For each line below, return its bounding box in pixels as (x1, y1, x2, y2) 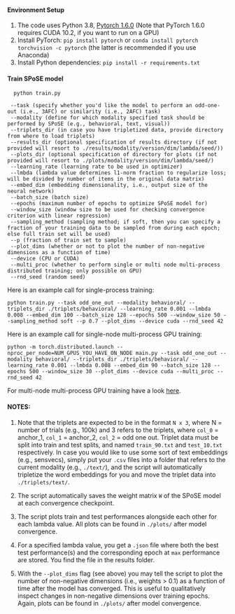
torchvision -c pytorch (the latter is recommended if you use (17, 43, 197, 52)
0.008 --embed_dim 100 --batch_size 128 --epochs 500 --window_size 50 (7, 312, 220, 319)
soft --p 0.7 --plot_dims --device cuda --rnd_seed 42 (60, 318, 224, 325)
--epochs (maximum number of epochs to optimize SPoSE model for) (10, 200, 208, 207)
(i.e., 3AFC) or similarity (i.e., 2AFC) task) (20, 109, 161, 116)
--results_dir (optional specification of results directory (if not (10, 139, 218, 146)
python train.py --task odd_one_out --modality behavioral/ (7, 300, 187, 307)
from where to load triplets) (7, 133, 96, 140)
